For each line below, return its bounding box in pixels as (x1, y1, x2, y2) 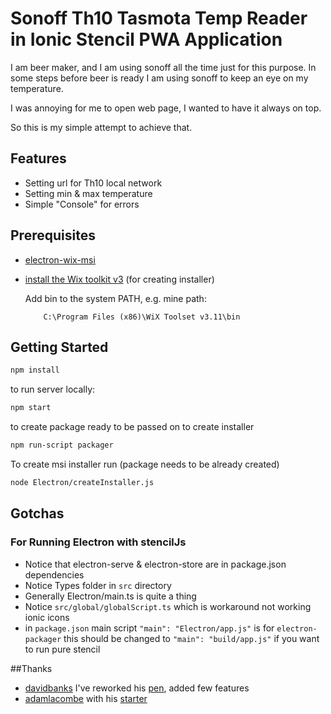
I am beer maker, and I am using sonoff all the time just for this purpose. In (10, 61, 317, 73)
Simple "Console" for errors (24, 198, 140, 210)
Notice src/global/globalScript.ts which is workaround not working (24, 600, 312, 612)
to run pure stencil (24, 643, 101, 655)
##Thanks (10, 662, 53, 674)
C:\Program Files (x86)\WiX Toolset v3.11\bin (43, 312, 241, 322)
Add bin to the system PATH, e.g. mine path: (24, 292, 207, 304)
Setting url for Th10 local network (24, 177, 163, 189)
